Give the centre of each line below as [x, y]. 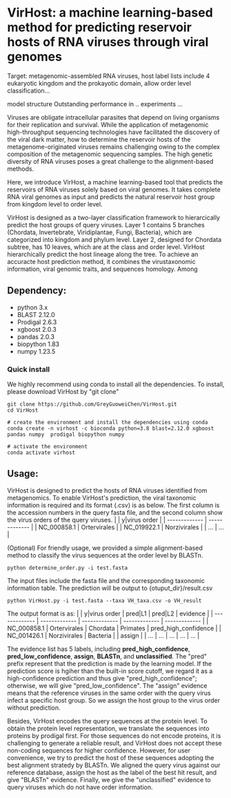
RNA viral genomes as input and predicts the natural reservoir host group [111, 197]
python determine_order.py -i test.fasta [68, 568]
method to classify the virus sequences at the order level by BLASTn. [105, 555]
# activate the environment [48, 447]
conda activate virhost [41, 453]
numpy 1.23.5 [36, 351]
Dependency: [37, 291]
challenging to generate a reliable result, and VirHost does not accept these [114, 743]
